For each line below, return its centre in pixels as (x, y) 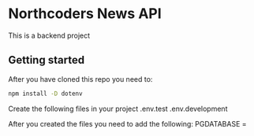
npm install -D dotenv (45, 94)
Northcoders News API (85, 14)
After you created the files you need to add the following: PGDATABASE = (127, 123)
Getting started (47, 60)
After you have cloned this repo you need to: (80, 79)
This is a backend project (49, 35)
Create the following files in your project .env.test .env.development (118, 108)
